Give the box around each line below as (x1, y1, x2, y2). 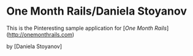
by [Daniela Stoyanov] (6, 43, 62, 50)
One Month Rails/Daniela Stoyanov (6, 4, 187, 18)
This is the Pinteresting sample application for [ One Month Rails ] (6, 24, 169, 32)
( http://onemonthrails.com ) (6, 30, 75, 38)
